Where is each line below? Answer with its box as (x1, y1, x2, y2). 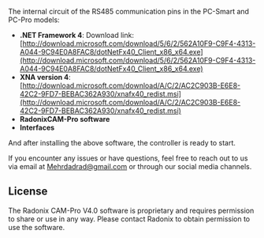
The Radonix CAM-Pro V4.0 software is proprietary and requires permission (8, 206, 255, 215)
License (8, 185, 48, 198)
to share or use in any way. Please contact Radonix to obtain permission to (8, 213, 251, 224)
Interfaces (19, 123, 55, 132)
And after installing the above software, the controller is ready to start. (8, 138, 236, 147)
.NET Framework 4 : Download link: (19, 31, 134, 40)
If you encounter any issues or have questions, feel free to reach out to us (8, 153, 248, 163)
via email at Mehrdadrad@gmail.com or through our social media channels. (8, 162, 252, 171)
